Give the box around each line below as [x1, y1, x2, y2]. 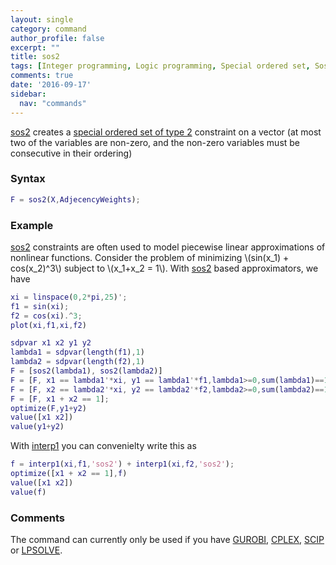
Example [10, 218, 54, 232]
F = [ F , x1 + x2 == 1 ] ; [10, 394, 110, 404]
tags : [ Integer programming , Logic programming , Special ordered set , [10, 61, 311, 71]
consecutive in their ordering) [10, 147, 133, 159]
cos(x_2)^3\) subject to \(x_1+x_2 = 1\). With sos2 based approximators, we [10, 262, 319, 274]
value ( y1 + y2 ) [10, 422, 65, 432]
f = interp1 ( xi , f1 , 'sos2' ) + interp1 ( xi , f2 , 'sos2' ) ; [10, 459, 235, 470]
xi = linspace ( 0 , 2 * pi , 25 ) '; [10, 292, 128, 302]
